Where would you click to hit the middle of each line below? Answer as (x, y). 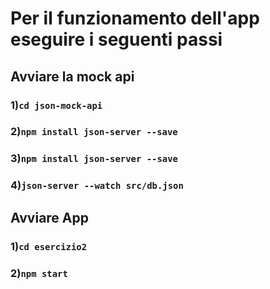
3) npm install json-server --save (94, 159)
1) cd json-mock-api (56, 105)
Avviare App (49, 217)
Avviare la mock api (72, 76)
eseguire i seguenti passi (116, 39)
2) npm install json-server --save (94, 132)
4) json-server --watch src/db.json (97, 185)
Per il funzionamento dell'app (135, 18)
